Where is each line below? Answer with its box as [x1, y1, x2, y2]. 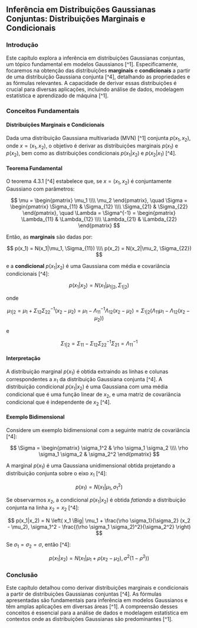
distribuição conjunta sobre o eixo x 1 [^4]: [6, 469, 107, 478]
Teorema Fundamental [6, 165, 63, 172]
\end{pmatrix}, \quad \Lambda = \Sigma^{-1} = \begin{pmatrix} [22, 210, 176, 217]
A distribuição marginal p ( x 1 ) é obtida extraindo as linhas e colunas [6, 368, 169, 377]
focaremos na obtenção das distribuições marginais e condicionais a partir [6, 67, 191, 74]
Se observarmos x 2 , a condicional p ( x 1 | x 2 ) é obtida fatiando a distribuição [6, 496, 186, 505]
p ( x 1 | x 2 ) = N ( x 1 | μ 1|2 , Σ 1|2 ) [68, 282, 130, 290]
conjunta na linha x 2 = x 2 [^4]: [6, 504, 80, 512]
